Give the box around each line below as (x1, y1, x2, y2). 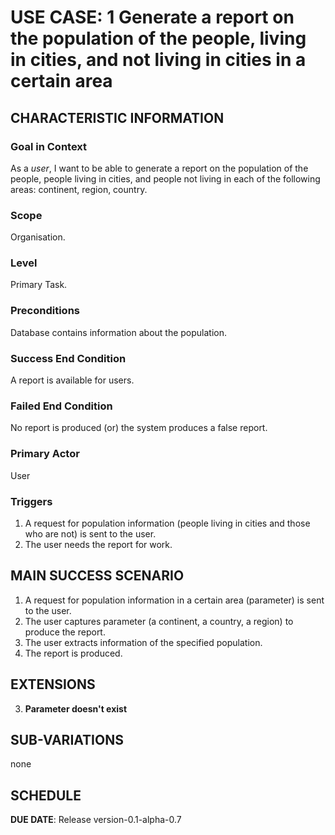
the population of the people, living (10, 27, 307, 50)
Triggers (10, 494, 53, 508)
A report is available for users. (10, 374, 135, 386)
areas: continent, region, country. (10, 183, 148, 195)
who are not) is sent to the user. (24, 527, 157, 540)
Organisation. (10, 231, 66, 243)
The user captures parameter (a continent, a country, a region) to (24, 615, 294, 627)
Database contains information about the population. (10, 326, 228, 338)
